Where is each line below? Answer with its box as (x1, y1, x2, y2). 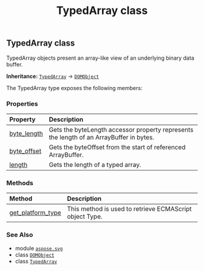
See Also (6, 231, 33, 239)
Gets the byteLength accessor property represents (49, 125, 194, 134)
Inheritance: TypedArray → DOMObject (6, 72, 99, 80)
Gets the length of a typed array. (49, 160, 141, 169)
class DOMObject (15, 251, 55, 258)
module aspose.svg (15, 244, 63, 252)
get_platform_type (9, 208, 62, 217)
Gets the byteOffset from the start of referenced (49, 143, 186, 151)
